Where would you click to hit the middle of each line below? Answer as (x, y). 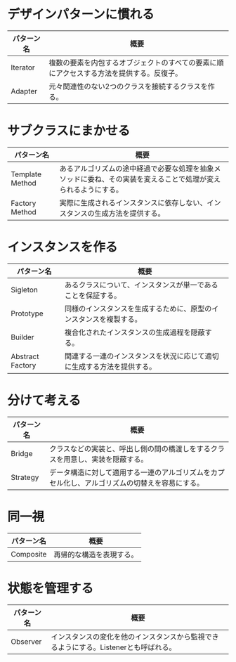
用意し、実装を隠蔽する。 (105, 459)
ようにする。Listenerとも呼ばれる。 (117, 647)
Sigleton (25, 290)
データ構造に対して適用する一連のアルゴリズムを (130, 472)
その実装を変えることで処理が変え (165, 179)
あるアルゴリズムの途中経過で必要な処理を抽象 (137, 168)
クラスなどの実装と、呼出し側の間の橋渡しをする (130, 448)
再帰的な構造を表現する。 (96, 554)
